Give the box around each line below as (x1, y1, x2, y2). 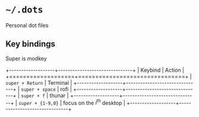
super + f (21, 93, 45, 99)
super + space (21, 87, 56, 93)
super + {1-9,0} (18, 100, 59, 106)
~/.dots (5, 4, 43, 16)
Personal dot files (5, 21, 49, 29)
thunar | (49, 91, 69, 99)
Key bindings (5, 39, 56, 49)
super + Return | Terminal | (5, 79, 73, 86)
